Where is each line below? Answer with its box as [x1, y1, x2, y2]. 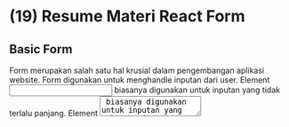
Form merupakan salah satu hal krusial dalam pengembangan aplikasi [9, 65, 265, 75]
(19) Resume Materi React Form [9, 6, 246, 27]
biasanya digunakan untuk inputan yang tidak [114, 84, 281, 95]
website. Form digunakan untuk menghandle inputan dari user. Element [9, 75, 270, 85]
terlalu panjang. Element [9, 108, 99, 118]
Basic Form [9, 42, 73, 57]
